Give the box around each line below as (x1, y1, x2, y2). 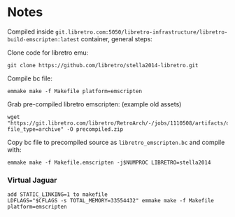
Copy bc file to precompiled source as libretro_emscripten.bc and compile (7, 138, 225, 146)
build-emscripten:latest (7, 36, 80, 43)
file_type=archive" (7, 125, 64, 133)
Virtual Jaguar (7, 175, 57, 185)
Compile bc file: (7, 74, 53, 83)
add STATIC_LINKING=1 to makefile (7, 191, 108, 198)
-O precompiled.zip (66, 125, 124, 133)
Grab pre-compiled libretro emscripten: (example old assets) (7, 99, 182, 108)
